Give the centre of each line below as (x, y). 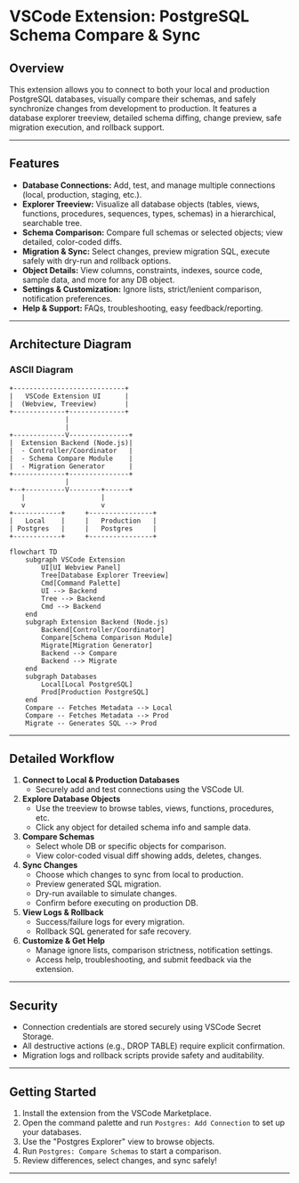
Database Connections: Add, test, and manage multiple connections (149, 185)
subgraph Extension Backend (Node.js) (97, 622)
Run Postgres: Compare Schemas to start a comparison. (121, 1151)
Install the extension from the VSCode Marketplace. (117, 1113)
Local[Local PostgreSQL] (87, 684)
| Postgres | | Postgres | (83, 528)
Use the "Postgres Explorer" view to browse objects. (118, 1141)
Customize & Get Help (63, 941)
